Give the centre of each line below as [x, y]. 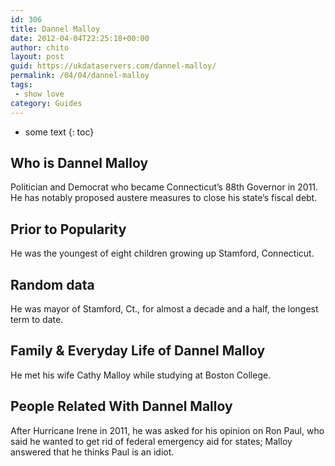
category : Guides [46, 103]
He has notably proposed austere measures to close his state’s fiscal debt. [164, 198]
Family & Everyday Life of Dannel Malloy [138, 351]
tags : [21, 85]
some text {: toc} [59, 132]
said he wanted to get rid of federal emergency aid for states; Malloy [151, 441]
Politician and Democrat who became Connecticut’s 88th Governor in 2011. [164, 187]
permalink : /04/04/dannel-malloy [80, 76]
